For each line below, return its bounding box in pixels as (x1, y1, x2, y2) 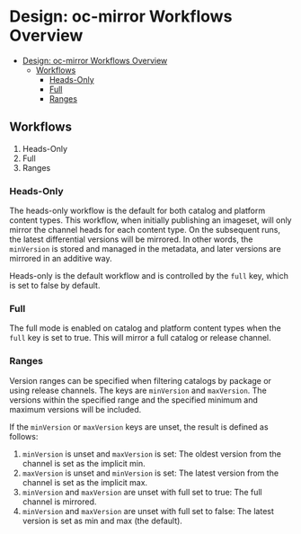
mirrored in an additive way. (9, 254, 112, 264)
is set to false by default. (9, 280, 101, 291)
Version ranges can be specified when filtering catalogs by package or (9, 375, 272, 386)
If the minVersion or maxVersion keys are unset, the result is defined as (9, 421, 269, 432)
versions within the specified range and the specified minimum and (9, 394, 259, 405)
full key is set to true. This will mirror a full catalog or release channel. (9, 333, 271, 343)
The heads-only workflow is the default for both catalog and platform (9, 205, 266, 217)
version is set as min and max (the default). (22, 515, 182, 526)
